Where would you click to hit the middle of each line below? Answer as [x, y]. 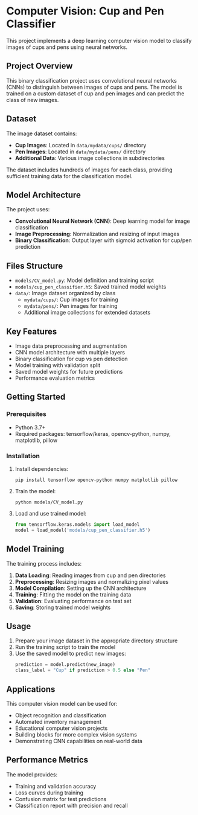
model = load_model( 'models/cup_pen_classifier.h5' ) [83, 530]
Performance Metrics [47, 760]
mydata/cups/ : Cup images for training [71, 299]
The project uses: [28, 209]
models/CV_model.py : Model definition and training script [84, 280]
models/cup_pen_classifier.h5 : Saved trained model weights [91, 287]
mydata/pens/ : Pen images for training [71, 306]
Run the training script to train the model [65, 647]
